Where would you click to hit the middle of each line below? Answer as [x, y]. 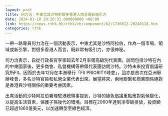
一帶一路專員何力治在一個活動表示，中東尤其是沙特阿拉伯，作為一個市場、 [82, 43]
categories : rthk [23, 28]
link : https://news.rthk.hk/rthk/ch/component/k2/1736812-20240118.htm [81, 24]
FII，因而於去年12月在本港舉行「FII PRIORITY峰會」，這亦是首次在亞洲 [85, 72]
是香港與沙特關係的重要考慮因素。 [40, 85]
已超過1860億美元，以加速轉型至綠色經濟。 [49, 108]
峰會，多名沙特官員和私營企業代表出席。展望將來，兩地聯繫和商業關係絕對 [86, 79]
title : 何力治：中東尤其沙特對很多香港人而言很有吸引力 [56, 14]
